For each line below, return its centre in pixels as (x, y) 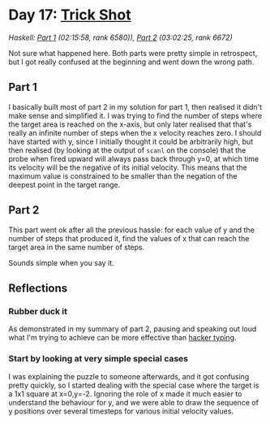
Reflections (38, 288)
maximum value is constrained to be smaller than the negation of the (123, 175)
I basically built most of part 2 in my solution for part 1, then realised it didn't (135, 106)
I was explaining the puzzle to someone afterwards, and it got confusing (129, 376)
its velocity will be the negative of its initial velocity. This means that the (128, 167)
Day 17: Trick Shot (70, 15)
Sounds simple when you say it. (62, 262)
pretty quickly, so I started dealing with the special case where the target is (134, 385)
